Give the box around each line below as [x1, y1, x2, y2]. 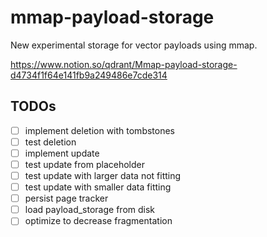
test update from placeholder [24, 158, 145, 170]
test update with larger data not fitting [24, 170, 182, 181]
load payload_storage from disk [24, 204, 156, 216]
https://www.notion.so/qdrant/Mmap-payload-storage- [10, 58, 238, 70]
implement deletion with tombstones [24, 124, 176, 136]
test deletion [24, 136, 77, 148]
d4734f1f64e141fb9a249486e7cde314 [10, 69, 168, 81]
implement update [24, 147, 100, 159]
